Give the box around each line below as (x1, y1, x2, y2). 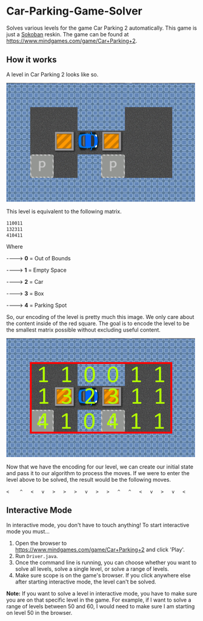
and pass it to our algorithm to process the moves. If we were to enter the (6, 469, 190, 476)
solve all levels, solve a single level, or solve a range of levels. (15, 565, 170, 573)
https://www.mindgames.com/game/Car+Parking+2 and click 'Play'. (15, 546, 185, 553)
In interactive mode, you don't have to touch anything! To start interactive (6, 521, 190, 528)
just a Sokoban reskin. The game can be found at (6, 30, 129, 38)
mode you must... (6, 528, 50, 535)
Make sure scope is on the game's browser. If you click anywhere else (15, 571, 191, 579)
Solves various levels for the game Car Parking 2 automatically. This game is (6, 24, 197, 31)
